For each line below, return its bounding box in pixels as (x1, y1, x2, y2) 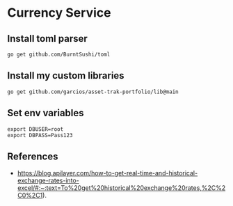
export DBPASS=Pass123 (7, 132, 73, 138)
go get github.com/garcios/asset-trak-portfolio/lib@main (7, 88, 179, 95)
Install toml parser (7, 33, 88, 45)
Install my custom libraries (7, 70, 124, 81)
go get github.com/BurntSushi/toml (7, 51, 111, 58)
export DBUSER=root (7, 125, 64, 133)
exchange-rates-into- (17, 176, 80, 185)
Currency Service (7, 5, 111, 21)
